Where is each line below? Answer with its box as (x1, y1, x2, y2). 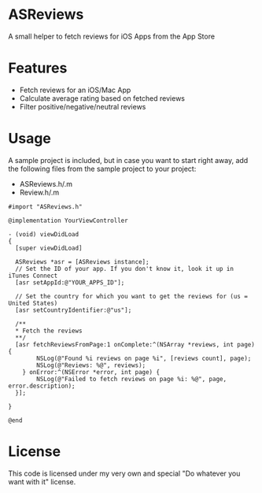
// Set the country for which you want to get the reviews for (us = (15, 292, 248, 300)
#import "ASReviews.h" (8, 202, 83, 210)
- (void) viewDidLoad (8, 230, 79, 238)
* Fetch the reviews (15, 327, 83, 335)
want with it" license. (8, 476, 76, 486)
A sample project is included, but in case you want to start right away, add (8, 155, 249, 165)
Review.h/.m (19, 187, 60, 197)
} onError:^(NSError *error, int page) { (22, 368, 160, 376)
